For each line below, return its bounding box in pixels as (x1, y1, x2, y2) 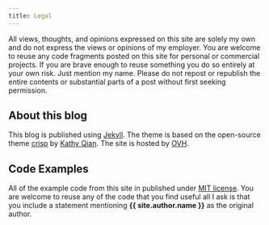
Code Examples (8, 162, 89, 176)
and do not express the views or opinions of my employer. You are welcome (8, 42, 261, 52)
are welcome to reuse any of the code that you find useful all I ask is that (8, 192, 250, 202)
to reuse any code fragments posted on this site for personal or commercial (8, 51, 260, 60)
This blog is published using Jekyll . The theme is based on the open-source (8, 130, 261, 140)
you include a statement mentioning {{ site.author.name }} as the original (8, 201, 254, 210)
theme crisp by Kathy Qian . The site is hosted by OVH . (8, 139, 190, 148)
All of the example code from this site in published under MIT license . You (8, 183, 254, 194)
